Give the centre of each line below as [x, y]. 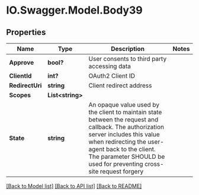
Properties [26, 32]
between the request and [123, 119]
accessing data [110, 66]
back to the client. [131, 149]
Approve [22, 63]
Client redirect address [120, 85]
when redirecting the [117, 142]
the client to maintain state [125, 112]
